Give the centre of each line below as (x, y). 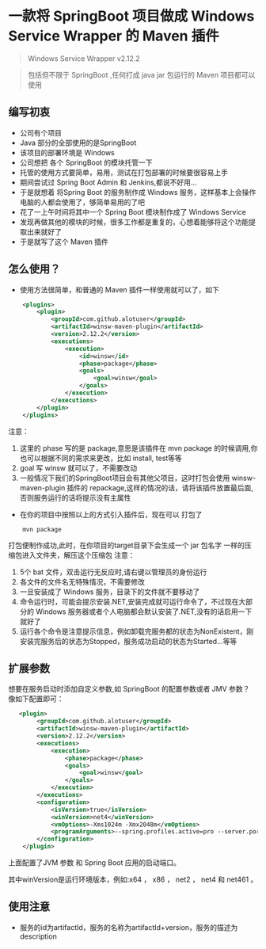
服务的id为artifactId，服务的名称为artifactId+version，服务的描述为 (129, 927)
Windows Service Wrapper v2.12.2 (84, 58)
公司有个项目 (40, 132)
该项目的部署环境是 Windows (67, 152)
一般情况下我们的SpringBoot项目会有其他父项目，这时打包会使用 (125, 478)
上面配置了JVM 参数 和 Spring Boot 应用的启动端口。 (94, 863)
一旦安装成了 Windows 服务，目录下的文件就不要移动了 (110, 592)
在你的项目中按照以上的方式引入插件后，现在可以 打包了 (111, 514)
